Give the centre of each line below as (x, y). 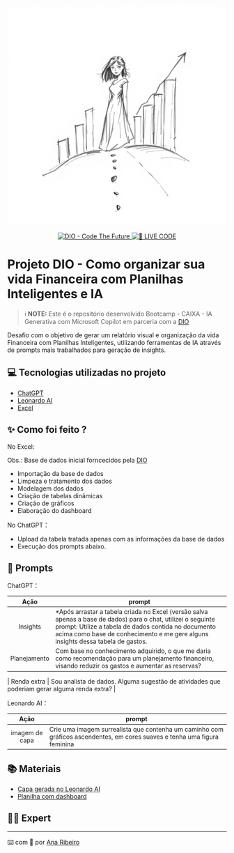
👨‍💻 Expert (29, 819)
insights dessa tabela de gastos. (101, 641)
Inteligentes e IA (55, 294)
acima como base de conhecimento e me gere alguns (132, 634)
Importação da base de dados (61, 473)
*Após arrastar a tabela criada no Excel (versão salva (132, 612)
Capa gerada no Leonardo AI (59, 789)
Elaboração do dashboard (54, 510)
